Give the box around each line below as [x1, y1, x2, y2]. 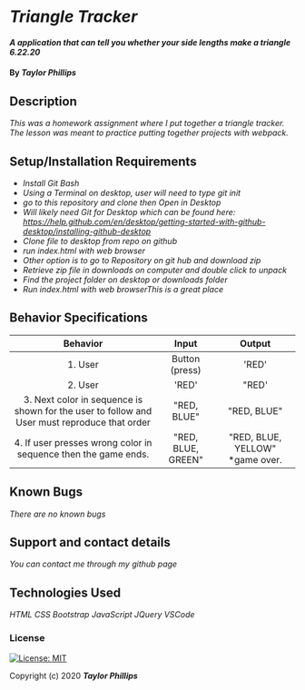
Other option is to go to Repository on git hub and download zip [22, 255, 261, 265]
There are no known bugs [9, 508, 106, 519]
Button [172, 352, 201, 365]
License [9, 632, 45, 645]
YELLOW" [234, 442, 277, 455]
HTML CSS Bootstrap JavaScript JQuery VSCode [9, 609, 195, 620]
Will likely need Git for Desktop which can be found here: [22, 207, 236, 217]
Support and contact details [9, 535, 171, 550]
